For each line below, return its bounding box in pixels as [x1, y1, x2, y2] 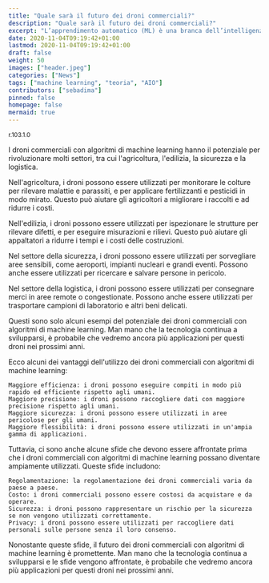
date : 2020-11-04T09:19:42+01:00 [8, 34, 120, 42]
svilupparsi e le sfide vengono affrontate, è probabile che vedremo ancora [8, 557, 254, 566]
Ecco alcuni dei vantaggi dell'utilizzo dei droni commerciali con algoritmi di [8, 357, 255, 367]
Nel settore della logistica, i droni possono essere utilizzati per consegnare [8, 283, 255, 293]
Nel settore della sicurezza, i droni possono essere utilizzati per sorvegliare [8, 251, 256, 260]
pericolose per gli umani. [8, 416, 98, 424]
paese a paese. [8, 484, 59, 492]
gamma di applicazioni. [8, 430, 88, 438]
